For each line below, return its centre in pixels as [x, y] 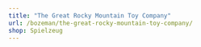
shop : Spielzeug [36, 30]
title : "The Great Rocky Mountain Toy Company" [90, 16]
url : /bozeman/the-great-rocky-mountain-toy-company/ [101, 23]
